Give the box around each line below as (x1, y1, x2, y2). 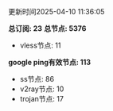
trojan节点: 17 (19, 94, 64, 103)
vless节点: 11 (19, 40, 61, 50)
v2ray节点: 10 (19, 84, 64, 94)
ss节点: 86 (19, 75, 54, 83)
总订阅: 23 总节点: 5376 (8, 24, 87, 33)
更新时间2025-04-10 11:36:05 (8, 7, 105, 16)
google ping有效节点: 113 (8, 58, 92, 67)
